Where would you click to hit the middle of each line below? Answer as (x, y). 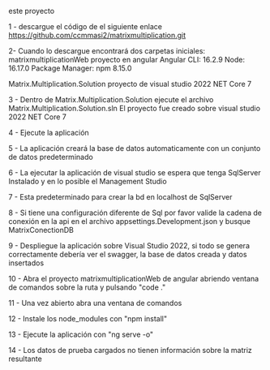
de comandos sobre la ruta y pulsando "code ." (87, 287)
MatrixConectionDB (41, 230)
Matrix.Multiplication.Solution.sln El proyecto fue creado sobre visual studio (135, 108)
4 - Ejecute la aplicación (49, 133)
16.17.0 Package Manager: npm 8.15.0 (70, 68)
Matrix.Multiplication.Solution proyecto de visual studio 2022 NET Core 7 (130, 84)
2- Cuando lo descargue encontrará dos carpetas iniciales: (107, 51)
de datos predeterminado (51, 157)
